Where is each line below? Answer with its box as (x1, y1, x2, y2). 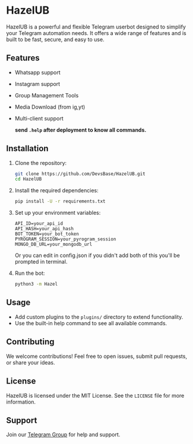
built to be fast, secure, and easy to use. (6, 36, 105, 43)
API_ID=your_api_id (14, 221, 64, 227)
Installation (6, 144, 49, 154)
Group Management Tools (14, 91, 79, 99)
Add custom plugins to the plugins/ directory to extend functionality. (14, 313, 183, 321)
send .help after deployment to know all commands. (14, 126, 147, 134)
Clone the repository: (14, 159, 67, 166)
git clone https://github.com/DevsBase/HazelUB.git (14, 170, 145, 177)
